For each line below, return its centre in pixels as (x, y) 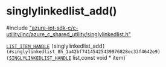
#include (17, 28)
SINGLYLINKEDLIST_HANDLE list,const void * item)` (68, 57)
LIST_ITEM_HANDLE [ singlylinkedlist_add (54, 46)
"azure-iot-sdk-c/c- (54, 28)
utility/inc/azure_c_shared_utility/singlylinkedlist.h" (69, 34)
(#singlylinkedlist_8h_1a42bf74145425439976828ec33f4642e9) (84, 52)
